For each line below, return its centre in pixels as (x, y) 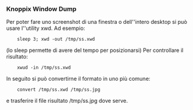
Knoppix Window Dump (41, 9)
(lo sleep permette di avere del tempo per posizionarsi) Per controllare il (95, 50)
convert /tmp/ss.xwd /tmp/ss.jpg (59, 90)
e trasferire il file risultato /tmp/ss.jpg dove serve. (67, 101)
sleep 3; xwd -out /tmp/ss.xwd (56, 39)
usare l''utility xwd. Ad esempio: (46, 28)
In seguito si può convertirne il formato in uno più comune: (79, 79)
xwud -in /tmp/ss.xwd (44, 68)
